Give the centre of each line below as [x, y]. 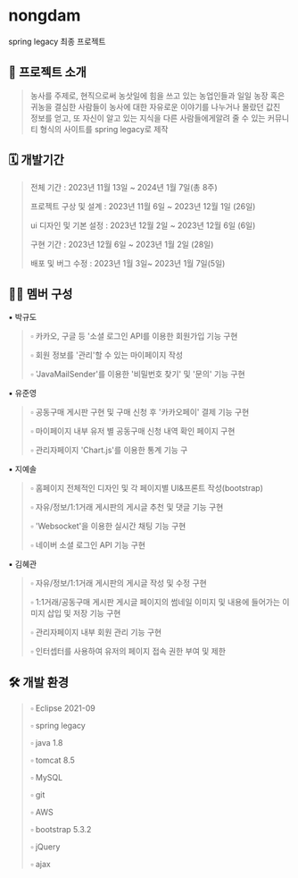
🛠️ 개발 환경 [38, 682]
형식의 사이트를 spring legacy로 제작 [104, 129]
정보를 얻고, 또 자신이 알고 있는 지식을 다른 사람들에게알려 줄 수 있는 [148, 118]
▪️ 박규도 [23, 317]
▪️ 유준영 [23, 393]
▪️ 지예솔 [23, 469]
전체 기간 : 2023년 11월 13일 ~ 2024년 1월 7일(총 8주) [124, 187]
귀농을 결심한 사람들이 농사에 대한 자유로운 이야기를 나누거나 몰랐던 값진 [155, 106]
